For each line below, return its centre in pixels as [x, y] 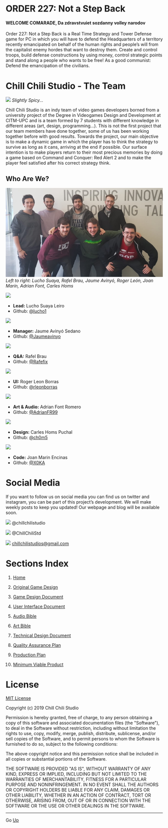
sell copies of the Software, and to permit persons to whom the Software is [83, 739]
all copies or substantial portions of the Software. [56, 759]
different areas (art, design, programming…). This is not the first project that [84, 126]
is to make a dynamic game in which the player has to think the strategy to [82, 142]
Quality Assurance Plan [37, 645]
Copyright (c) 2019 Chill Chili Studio [42, 708]
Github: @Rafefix [30, 361]
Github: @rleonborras [35, 387]
